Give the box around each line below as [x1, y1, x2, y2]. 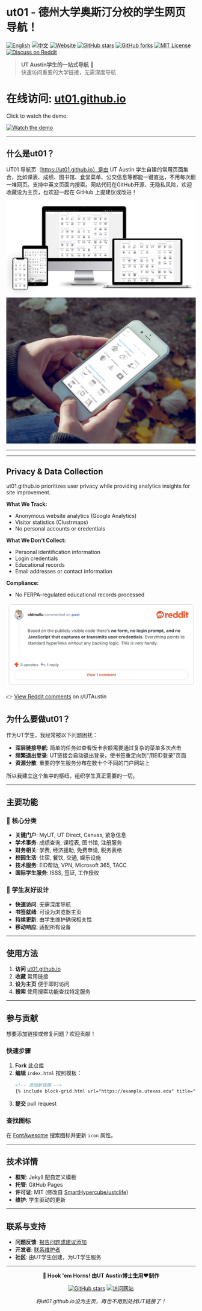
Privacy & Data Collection [6, 466, 103, 477]
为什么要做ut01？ [6, 714, 70, 724]
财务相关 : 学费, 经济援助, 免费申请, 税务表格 [14, 846, 122, 854]
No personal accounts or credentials [14, 525, 105, 532]
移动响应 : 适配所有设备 [14, 923, 71, 930]
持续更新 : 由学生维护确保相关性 [14, 916, 92, 923]
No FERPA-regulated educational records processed [14, 591, 145, 598]
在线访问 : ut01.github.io [6, 92, 126, 106]
